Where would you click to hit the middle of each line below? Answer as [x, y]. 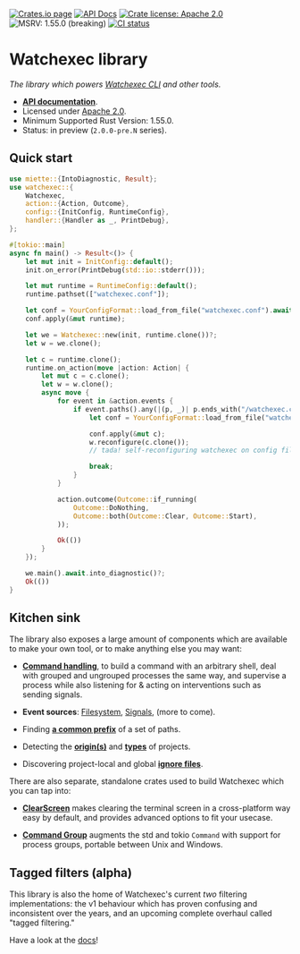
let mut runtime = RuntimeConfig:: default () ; [112, 286]
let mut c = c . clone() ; [85, 376]
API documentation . [60, 101]
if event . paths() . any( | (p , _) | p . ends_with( [157, 409]
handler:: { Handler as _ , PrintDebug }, [97, 221]
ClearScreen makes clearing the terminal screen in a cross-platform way [156, 808]
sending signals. [52, 694]
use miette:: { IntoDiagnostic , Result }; [83, 179]
